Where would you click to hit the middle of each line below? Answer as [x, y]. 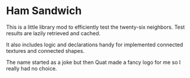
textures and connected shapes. [45, 50]
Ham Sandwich [44, 11]
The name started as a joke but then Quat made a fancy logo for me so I [94, 62]
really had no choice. [32, 68]
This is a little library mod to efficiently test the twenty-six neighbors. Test [95, 27]
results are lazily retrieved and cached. [53, 33]
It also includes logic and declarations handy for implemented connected [95, 45]
